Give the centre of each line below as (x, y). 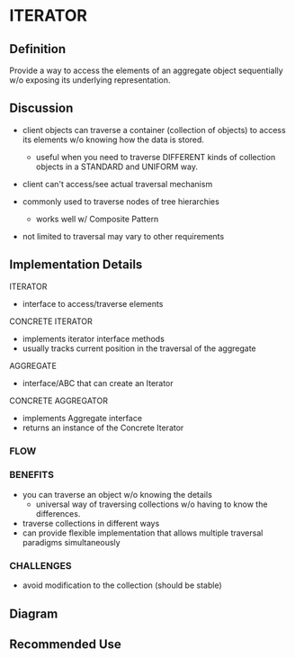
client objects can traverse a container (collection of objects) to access (154, 130)
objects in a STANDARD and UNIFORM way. (116, 167)
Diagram (34, 613)
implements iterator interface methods (93, 338)
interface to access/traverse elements (93, 303)
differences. (58, 513)
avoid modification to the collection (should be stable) (122, 585)
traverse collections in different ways (91, 523)
